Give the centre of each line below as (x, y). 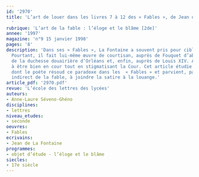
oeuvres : (17, 127)
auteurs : (17, 94)
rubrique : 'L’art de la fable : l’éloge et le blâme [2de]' (82, 28)
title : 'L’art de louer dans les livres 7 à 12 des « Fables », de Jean (98, 17)
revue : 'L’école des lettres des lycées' (58, 88)
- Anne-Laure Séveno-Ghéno (39, 99)
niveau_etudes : (25, 116)
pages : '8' (20, 45)
